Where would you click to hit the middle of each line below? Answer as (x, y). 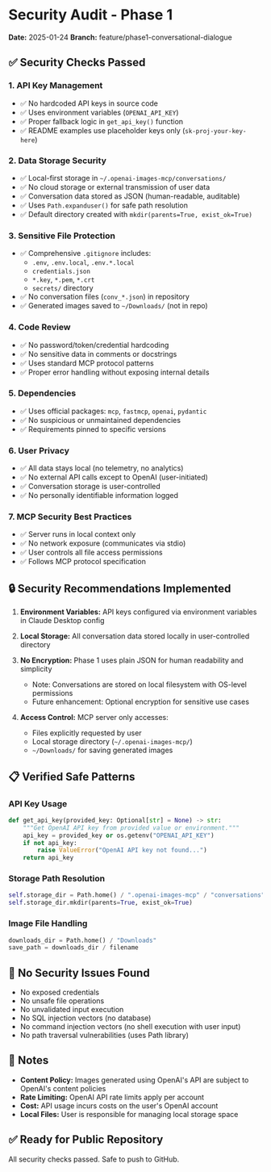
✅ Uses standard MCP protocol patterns (87, 363)
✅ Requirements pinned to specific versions (93, 429)
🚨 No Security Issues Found (79, 973)
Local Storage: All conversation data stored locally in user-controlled (135, 636)
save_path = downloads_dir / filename (73, 948)
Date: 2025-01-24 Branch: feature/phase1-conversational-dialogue (120, 37)
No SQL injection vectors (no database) (85, 1018)
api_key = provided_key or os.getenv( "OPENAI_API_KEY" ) (119, 835)
